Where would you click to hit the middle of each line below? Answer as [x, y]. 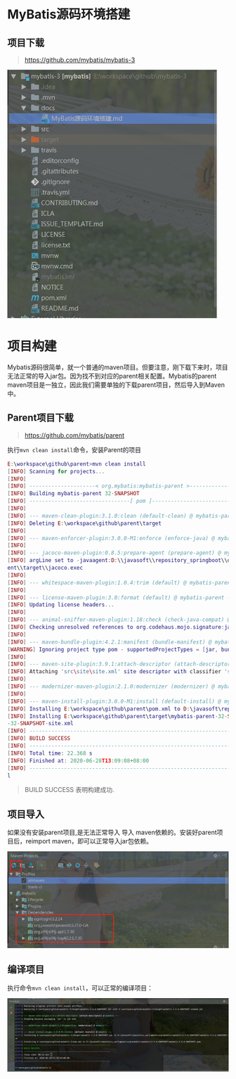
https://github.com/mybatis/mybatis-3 [80, 60]
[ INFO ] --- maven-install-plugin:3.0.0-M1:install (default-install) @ [114, 701]
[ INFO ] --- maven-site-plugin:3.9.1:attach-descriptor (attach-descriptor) [120, 664]
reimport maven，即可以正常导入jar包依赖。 [89, 841]
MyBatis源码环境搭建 [69, 14]
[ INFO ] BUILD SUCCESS [39, 739]
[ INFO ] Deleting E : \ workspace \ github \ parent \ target [84, 523]
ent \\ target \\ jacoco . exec [45, 568]
